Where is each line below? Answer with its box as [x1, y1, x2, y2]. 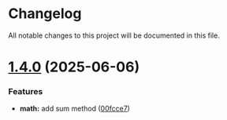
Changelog [8, 5, 82, 23]
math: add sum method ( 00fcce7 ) [19, 104, 130, 114]
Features [8, 86, 43, 97]
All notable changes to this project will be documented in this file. [8, 31, 221, 40]
